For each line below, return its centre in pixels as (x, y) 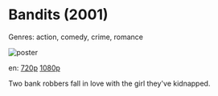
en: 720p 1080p (34, 68)
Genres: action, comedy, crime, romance (76, 37)
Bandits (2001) (58, 15)
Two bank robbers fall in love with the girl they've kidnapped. (109, 83)
